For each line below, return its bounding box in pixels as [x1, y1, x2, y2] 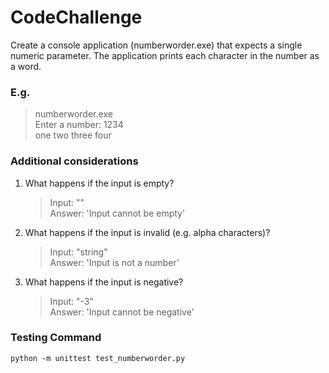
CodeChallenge [10, 6, 143, 29]
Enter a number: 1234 [34, 119, 124, 131]
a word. [10, 60, 42, 72]
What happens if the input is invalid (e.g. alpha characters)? [24, 226, 271, 238]
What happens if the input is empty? [24, 177, 175, 189]
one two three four [34, 129, 112, 141]
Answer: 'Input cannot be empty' [49, 207, 186, 219]
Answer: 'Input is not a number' [49, 256, 180, 268]
